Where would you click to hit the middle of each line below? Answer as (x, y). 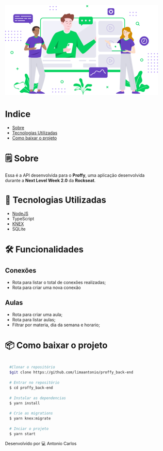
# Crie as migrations (31, 413)
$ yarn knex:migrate (30, 418)
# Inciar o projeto (29, 429)
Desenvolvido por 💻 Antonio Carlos (41, 443)
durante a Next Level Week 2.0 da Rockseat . (50, 180)
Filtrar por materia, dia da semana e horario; (56, 325)
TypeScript (23, 218)
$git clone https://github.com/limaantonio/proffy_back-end (71, 372)
